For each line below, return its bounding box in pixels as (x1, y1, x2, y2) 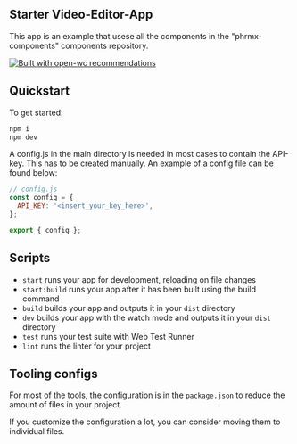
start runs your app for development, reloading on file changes (21, 274, 257, 284)
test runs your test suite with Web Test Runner (21, 331, 194, 341)
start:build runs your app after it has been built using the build (21, 284, 257, 294)
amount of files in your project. (9, 399, 122, 410)
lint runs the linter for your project (21, 341, 152, 351)
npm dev (9, 133, 38, 142)
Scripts (9, 251, 51, 266)
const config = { (9, 193, 74, 202)
